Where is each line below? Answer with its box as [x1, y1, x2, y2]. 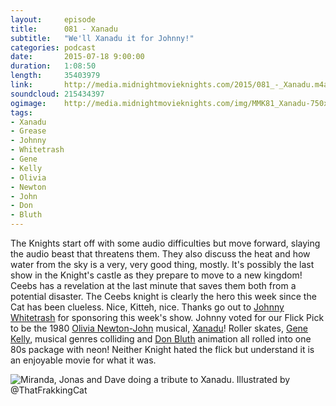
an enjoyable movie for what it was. [10, 354, 157, 366]
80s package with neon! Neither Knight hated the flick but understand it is [10, 344, 315, 355]
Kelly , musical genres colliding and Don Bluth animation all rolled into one [10, 333, 312, 345]
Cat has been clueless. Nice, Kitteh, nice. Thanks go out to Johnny [10, 301, 285, 313]
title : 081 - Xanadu [10, 24, 118, 34]
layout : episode [10, 14, 97, 25]
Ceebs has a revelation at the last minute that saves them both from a [10, 280, 297, 291]
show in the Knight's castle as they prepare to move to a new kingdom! [10, 269, 303, 281]
